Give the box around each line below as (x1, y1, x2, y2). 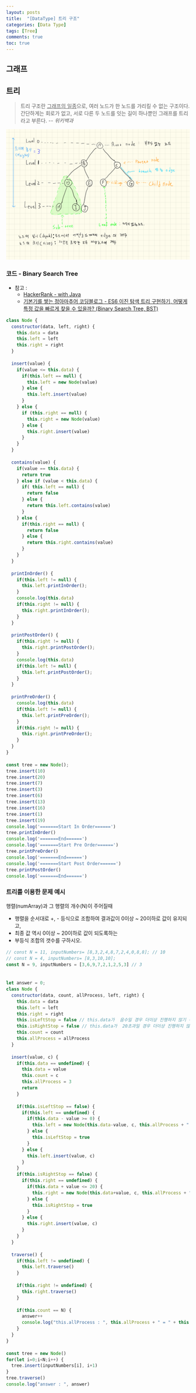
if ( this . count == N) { (16, 1307, 72, 1313)
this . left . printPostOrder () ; (21, 669, 93, 675)
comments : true (6, 34, 43, 40)
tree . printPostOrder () (6, 867, 61, 873)
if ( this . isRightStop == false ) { (16, 1171, 98, 1178)
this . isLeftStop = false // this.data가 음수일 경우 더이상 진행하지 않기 (16, 1017, 187, 1023)
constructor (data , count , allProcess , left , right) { (11, 992, 145, 998)
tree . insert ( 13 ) (6, 799, 45, 805)
